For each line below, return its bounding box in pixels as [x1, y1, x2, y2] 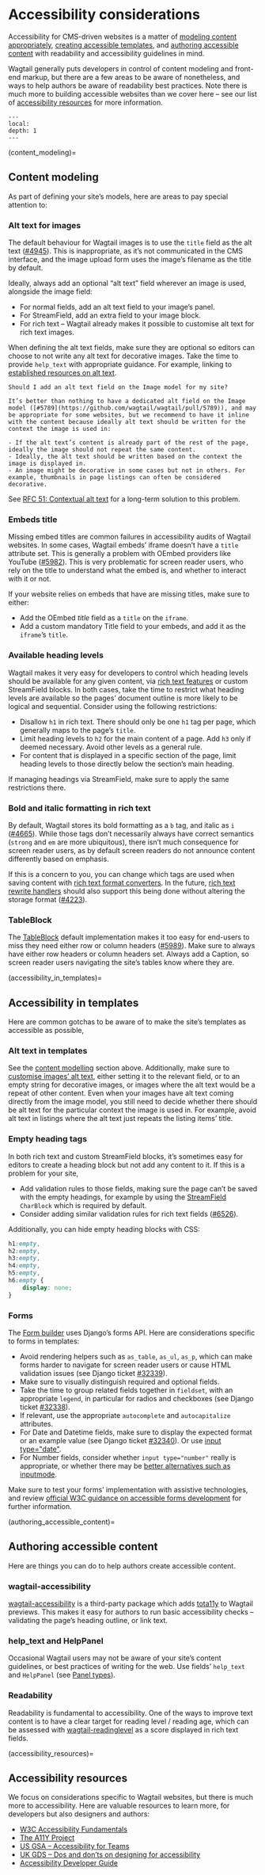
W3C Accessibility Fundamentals [19, 1824, 128, 1835]
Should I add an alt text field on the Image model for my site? [8, 383, 228, 391]
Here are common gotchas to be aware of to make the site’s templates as [8, 1017, 247, 1027]
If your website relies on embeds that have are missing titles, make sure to [8, 589, 250, 599]
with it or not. [8, 574, 51, 584]
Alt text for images [8, 219, 81, 231]
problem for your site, [8, 1168, 79, 1178]
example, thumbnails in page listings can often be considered [8, 474, 221, 482]
